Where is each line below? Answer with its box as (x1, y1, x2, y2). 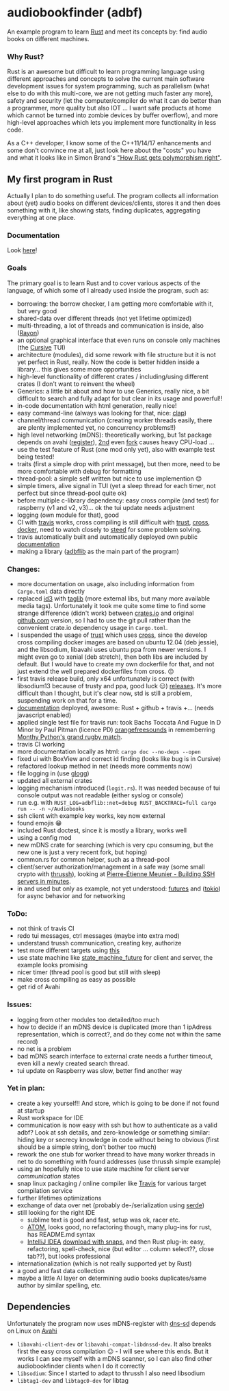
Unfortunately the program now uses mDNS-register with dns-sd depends (7, 1319, 217, 1327)
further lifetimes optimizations (16, 1194, 102, 1202)
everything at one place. (7, 214, 76, 222)
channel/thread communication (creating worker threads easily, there (16, 416, 213, 424)
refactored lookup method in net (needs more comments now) (16, 762, 193, 770)
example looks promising (16, 961, 87, 969)
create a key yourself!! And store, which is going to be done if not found (16, 1099, 219, 1107)
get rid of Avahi (16, 982, 60, 991)
